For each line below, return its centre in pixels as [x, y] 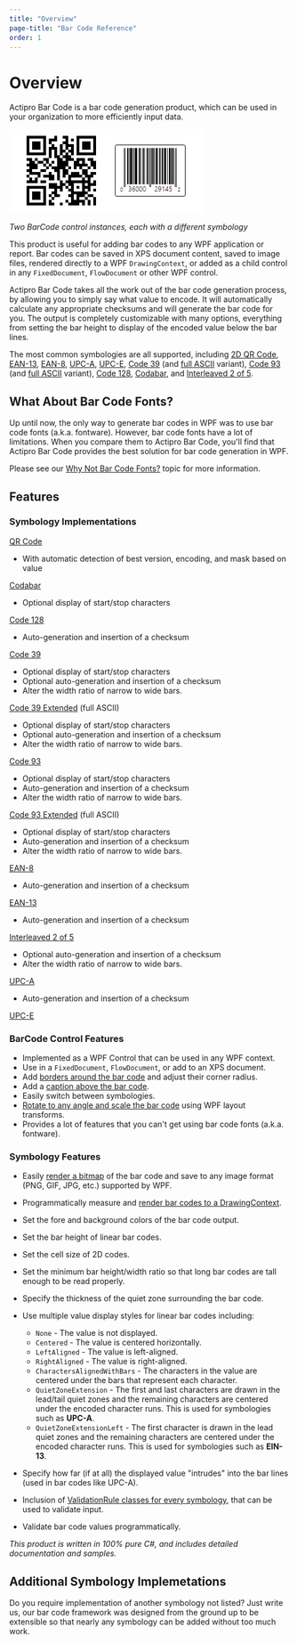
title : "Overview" [43, 19]
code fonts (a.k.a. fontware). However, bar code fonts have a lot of [131, 433]
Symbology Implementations [73, 522]
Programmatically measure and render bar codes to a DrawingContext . [152, 1203]
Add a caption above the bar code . [85, 1087]
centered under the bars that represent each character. [136, 1380]
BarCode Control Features [67, 1038]
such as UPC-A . [65, 1418]
